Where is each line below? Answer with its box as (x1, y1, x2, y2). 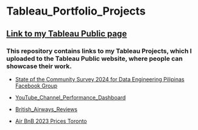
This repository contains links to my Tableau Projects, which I (6, 47, 192, 55)
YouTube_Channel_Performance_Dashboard (15, 94, 126, 101)
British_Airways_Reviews (15, 105, 78, 113)
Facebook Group (15, 82, 58, 89)
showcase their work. (6, 62, 72, 70)
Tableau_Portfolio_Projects (6, 4, 146, 18)
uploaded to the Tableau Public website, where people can (6, 54, 183, 63)
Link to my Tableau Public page (6, 29, 127, 39)
